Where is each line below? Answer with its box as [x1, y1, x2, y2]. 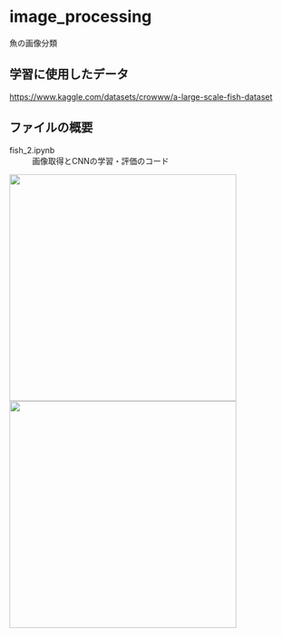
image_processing [9, 6, 152, 27]
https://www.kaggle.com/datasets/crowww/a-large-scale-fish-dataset [9, 91, 273, 102]
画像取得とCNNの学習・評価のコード [32, 155, 170, 166]
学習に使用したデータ [9, 66, 129, 83]
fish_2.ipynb [9, 144, 55, 155]
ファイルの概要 [9, 120, 93, 135]
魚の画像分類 [9, 37, 57, 48]
